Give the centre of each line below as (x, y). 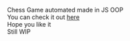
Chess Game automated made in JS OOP (65, 10)
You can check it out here (44, 17)
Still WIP (19, 31)
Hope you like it (29, 24)
